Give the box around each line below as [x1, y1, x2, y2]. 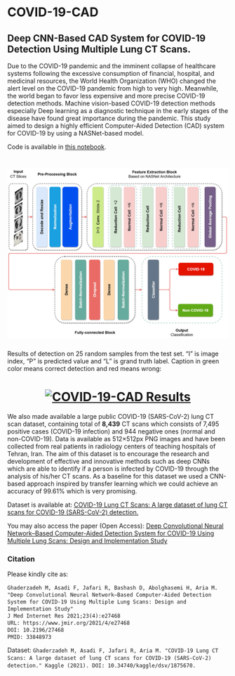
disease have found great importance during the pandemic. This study [7, 114, 211, 122]
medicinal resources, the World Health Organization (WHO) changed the [7, 77, 216, 85]
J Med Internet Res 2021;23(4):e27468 [7, 613, 121, 620]
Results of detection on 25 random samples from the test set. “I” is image [7, 349, 219, 358]
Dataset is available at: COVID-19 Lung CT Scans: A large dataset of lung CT [7, 500, 228, 509]
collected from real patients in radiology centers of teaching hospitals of [7, 442, 216, 450]
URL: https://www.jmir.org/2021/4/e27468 [7, 620, 130, 627]
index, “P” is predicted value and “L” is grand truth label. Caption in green [7, 357, 220, 365]
